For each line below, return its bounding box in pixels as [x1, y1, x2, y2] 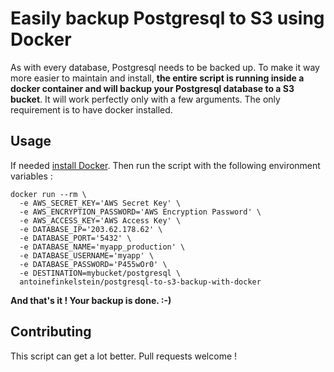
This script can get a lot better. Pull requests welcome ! [10, 350, 238, 362]
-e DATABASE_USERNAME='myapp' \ [19, 250, 155, 261]
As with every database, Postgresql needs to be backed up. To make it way [10, 61, 320, 73]
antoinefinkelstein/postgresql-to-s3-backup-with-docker [19, 277, 262, 287]
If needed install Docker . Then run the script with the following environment [10, 159, 321, 171]
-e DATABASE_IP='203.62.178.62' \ [19, 224, 163, 234]
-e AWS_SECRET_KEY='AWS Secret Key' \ [19, 198, 182, 208]
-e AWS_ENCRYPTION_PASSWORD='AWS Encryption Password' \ [19, 207, 262, 217]
